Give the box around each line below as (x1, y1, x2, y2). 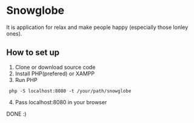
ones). (6, 30, 22, 37)
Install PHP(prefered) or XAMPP (15, 70, 95, 77)
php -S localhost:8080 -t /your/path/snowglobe (8, 88, 132, 94)
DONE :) (6, 110, 27, 118)
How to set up (6, 48, 59, 58)
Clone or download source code (15, 63, 96, 71)
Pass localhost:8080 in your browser (15, 98, 107, 106)
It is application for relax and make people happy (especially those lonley (6, 24, 189, 31)
